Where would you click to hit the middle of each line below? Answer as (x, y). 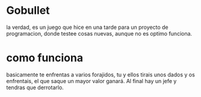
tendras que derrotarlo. (35, 87)
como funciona (45, 58)
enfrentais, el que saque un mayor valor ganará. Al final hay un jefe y (91, 81)
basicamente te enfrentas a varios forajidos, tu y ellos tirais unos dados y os (101, 74)
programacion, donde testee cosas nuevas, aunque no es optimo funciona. (99, 33)
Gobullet (28, 11)
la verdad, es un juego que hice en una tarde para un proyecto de (87, 27)
